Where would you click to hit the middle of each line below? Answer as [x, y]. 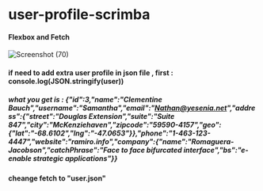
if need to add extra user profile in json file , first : [91, 72]
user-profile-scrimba [79, 15]
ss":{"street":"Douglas [48, 116]
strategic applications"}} [75, 158]
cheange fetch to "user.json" [57, 178]
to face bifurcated [152, 150]
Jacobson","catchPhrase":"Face [64, 150]
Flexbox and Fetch [39, 36]
